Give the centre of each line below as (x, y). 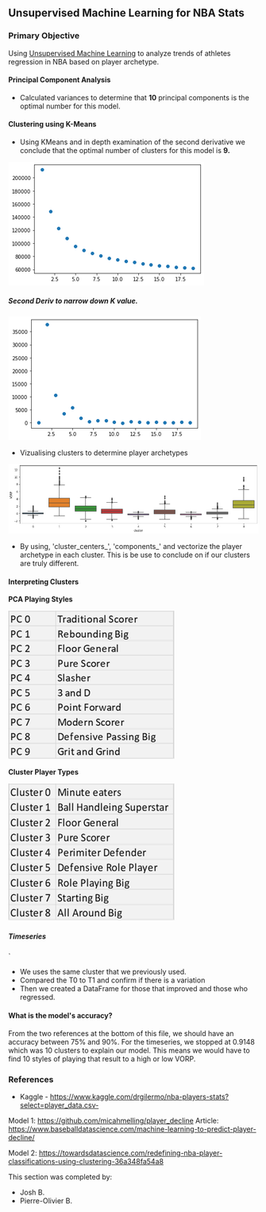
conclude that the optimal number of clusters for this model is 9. (125, 151)
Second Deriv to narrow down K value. (73, 300)
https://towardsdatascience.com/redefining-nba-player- (131, 1153)
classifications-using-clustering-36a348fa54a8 (86, 1161)
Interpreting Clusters (44, 582)
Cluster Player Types (44, 772)
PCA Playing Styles (40, 599)
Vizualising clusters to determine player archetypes (104, 453)
